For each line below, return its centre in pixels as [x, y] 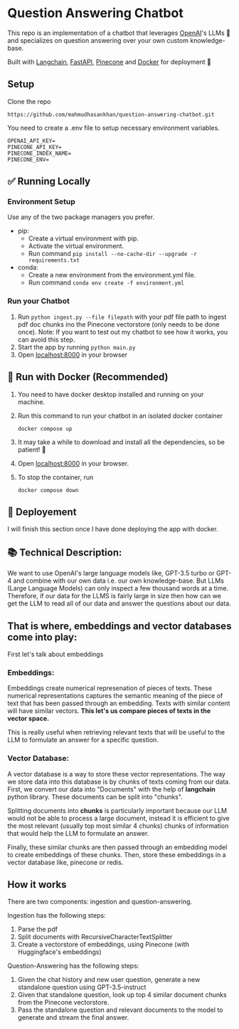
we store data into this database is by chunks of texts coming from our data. [119, 782]
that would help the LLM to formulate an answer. [78, 833]
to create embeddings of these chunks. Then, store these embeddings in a [117, 854]
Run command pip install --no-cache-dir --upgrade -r [112, 254]
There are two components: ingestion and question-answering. [100, 902]
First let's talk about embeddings [55, 654]
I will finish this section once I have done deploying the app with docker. [113, 529]
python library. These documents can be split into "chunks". [95, 797]
